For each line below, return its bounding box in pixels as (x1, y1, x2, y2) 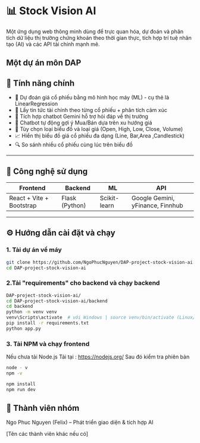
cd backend (6, 304, 33, 310)
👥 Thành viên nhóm (6, 403, 80, 413)
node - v (6, 365, 28, 371)
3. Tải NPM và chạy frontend (6, 339, 90, 348)
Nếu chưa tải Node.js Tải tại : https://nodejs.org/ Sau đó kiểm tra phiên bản (6, 353, 190, 360)
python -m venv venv (6, 309, 58, 315)
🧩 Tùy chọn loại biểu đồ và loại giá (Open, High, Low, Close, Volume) (14, 126, 183, 133)
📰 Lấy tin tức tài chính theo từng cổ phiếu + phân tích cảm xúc (14, 107, 168, 114)
